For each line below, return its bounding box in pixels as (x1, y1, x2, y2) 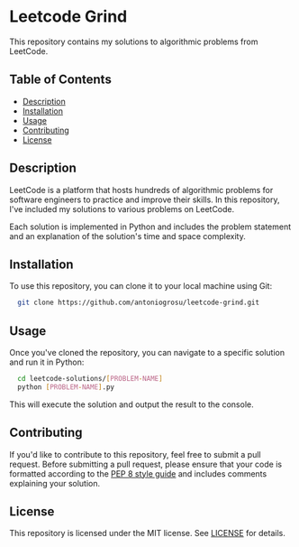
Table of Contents (9, 72, 113, 88)
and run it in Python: (9, 357, 85, 367)
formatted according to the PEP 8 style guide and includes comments (9, 468, 267, 479)
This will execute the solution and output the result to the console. (9, 399, 254, 410)
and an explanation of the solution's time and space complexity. (9, 230, 246, 241)
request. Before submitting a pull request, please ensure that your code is (9, 459, 282, 469)
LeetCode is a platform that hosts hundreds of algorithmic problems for (9, 184, 274, 195)
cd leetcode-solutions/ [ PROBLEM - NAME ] (17, 375, 164, 384)
